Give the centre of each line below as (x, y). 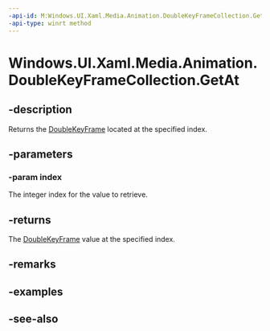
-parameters (41, 154)
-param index (35, 177)
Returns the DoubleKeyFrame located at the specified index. (108, 129)
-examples (36, 291)
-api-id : (23, 16)
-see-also (33, 319)
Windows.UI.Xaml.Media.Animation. (133, 63)
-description (40, 110)
